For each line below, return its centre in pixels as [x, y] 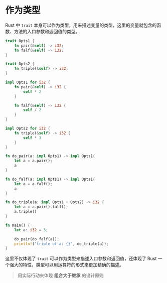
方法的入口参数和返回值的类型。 [47, 31]
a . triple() [26, 212]
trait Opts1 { [20, 41]
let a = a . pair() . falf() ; [41, 207]
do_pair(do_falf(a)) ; [37, 239]
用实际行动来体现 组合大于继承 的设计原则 [60, 275]
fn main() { [18, 225]
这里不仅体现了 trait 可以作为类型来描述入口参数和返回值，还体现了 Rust [81, 258]
